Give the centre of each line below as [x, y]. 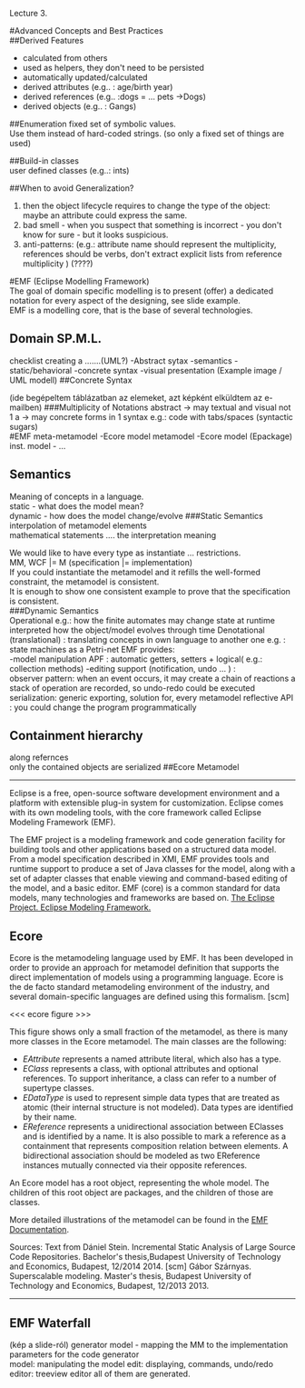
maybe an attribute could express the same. [105, 215]
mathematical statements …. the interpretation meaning [113, 534]
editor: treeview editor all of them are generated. [100, 1374]
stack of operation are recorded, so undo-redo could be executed [133, 688]
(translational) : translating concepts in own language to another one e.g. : [148, 639]
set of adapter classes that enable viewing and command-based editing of [148, 879]
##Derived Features [47, 40]
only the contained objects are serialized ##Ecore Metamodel [124, 767]
